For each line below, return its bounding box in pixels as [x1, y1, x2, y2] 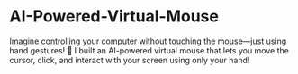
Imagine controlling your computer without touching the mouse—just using [9, 36, 287, 46]
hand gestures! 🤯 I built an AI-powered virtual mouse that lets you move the [9, 45, 290, 55]
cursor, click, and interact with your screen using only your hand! [9, 54, 250, 65]
